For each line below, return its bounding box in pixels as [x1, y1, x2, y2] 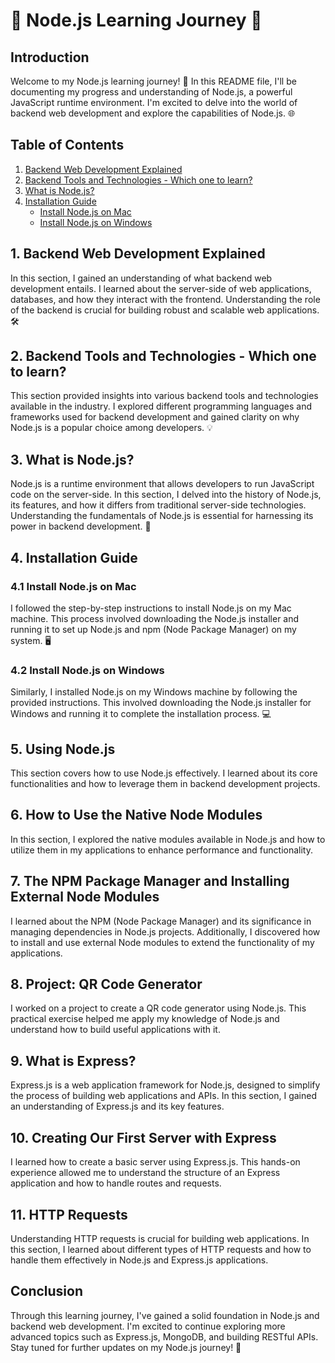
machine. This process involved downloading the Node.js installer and [10, 612, 300, 624]
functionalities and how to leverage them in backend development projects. [10, 778, 321, 790]
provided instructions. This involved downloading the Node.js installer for [10, 697, 312, 709]
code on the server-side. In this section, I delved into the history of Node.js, [10, 489, 322, 501]
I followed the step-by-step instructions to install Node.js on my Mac [10, 602, 292, 614]
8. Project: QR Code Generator [10, 976, 203, 993]
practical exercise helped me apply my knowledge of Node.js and [10, 1013, 280, 1025]
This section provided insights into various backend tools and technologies [10, 390, 319, 402]
